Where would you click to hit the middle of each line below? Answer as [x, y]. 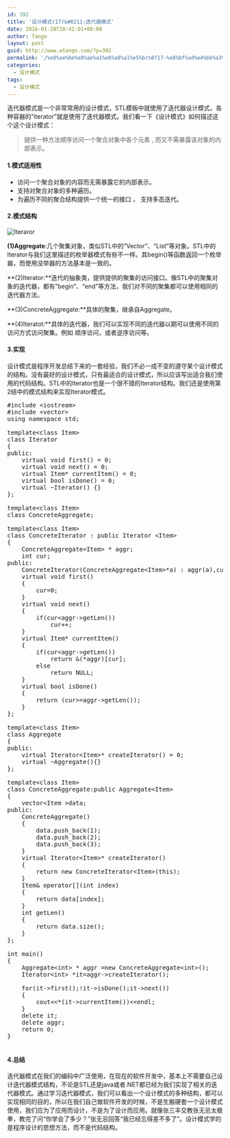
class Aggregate [34, 734]
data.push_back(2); [68, 837]
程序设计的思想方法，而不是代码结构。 [67, 1128]
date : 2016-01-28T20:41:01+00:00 [55, 29]
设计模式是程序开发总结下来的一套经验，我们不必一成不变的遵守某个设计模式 [115, 366]
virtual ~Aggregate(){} [61, 762]
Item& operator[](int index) [71, 885]
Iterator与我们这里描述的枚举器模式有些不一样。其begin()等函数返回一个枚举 [115, 254]
